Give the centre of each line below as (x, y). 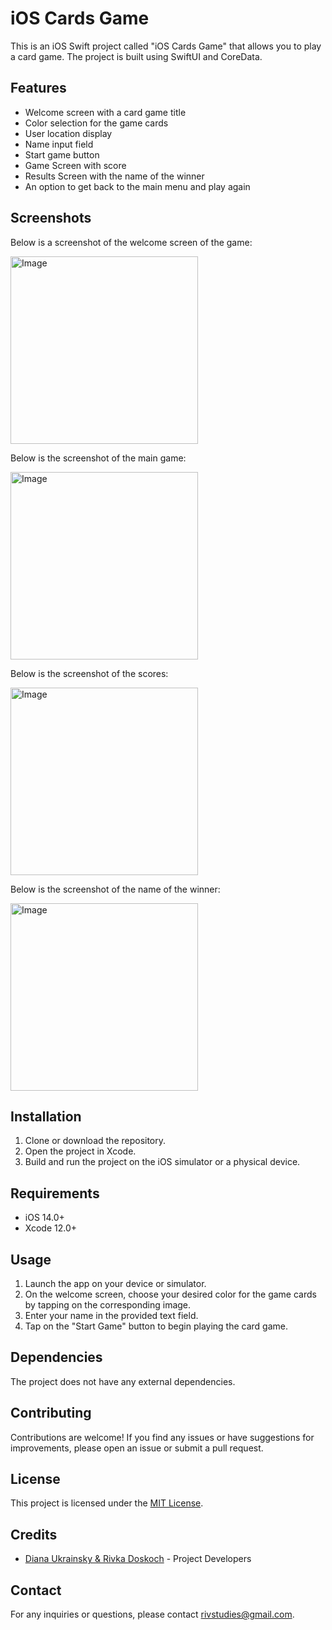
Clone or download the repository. (95, 1141)
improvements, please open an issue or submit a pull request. (137, 1448)
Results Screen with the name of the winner (114, 176)
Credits (34, 1534)
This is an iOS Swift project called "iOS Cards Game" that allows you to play (166, 46)
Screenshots (51, 218)
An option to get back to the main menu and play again (137, 186)
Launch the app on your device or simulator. (115, 1283)
